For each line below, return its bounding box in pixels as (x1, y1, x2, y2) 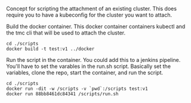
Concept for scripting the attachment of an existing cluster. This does (6, 5, 177, 12)
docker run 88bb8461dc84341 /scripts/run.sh (6, 91, 119, 97)
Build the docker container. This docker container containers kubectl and (6, 23, 186, 30)
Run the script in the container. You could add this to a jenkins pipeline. (6, 57, 181, 63)
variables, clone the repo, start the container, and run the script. (6, 69, 164, 76)
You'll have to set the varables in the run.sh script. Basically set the (6, 63, 171, 70)
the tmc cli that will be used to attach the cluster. (6, 29, 126, 36)
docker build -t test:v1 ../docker (6, 46, 95, 52)
